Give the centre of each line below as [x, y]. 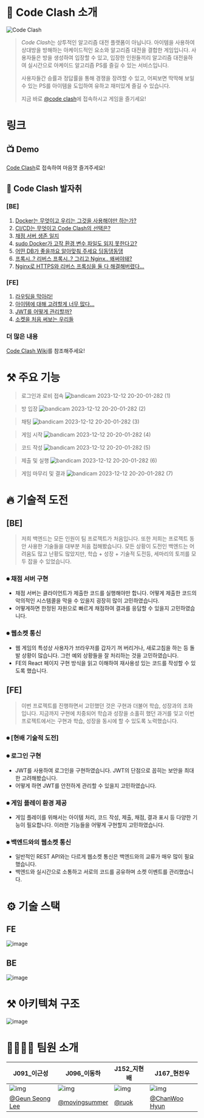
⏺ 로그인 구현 [24, 756]
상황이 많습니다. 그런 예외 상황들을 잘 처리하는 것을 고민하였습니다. [100, 655]
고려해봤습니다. [39, 778]
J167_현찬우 [172, 1074]
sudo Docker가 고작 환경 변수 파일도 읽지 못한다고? [76, 243]
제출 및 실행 [35, 461]
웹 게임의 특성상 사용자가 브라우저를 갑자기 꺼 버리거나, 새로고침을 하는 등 [102, 648]
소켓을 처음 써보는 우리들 [44, 319]
